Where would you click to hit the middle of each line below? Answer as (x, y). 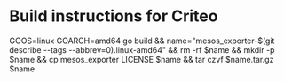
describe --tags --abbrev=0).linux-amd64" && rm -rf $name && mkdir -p (142, 49)
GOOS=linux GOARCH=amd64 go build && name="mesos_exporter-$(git (142, 41)
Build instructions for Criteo (114, 16)
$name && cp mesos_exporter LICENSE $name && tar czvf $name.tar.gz (142, 59)
